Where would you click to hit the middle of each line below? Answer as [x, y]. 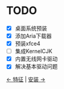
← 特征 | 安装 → [26, 79]
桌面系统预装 [31, 28]
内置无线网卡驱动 [36, 59]
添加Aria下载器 [34, 36]
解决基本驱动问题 [36, 66]
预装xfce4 [27, 44]
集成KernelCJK [34, 51]
